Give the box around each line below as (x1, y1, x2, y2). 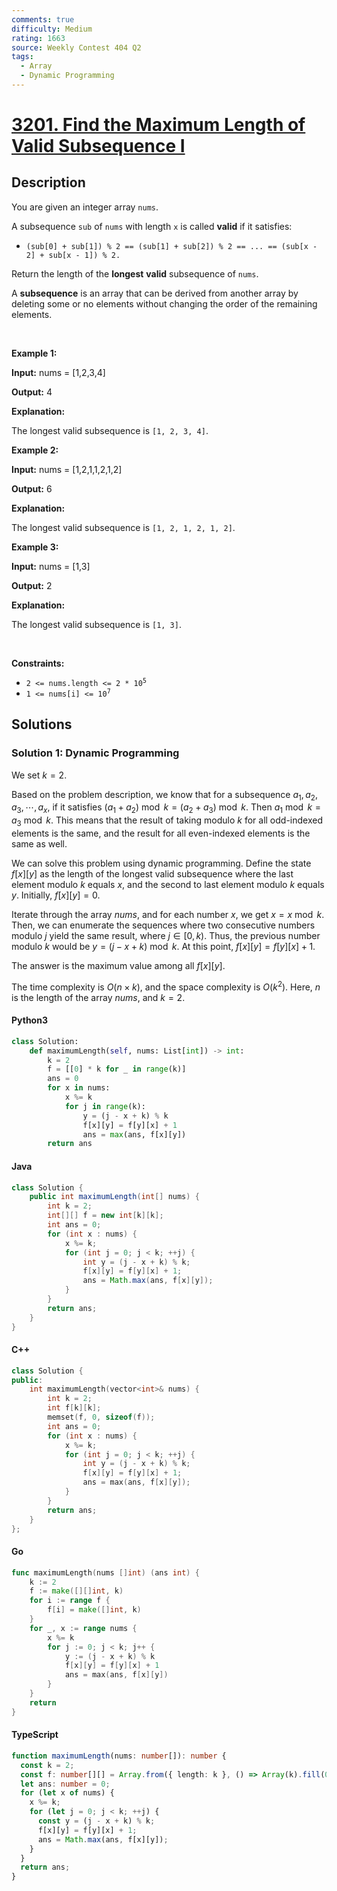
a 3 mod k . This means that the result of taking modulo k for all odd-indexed (11, 814, 323, 828)
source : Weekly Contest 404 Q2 (11, 42, 142, 53)
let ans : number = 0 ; (20, 1779, 111, 1789)
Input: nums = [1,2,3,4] (11, 366, 106, 378)
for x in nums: (47, 1083, 111, 1093)
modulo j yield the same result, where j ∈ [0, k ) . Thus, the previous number (11, 929, 321, 941)
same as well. (11, 837, 68, 850)
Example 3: (11, 541, 59, 553)
